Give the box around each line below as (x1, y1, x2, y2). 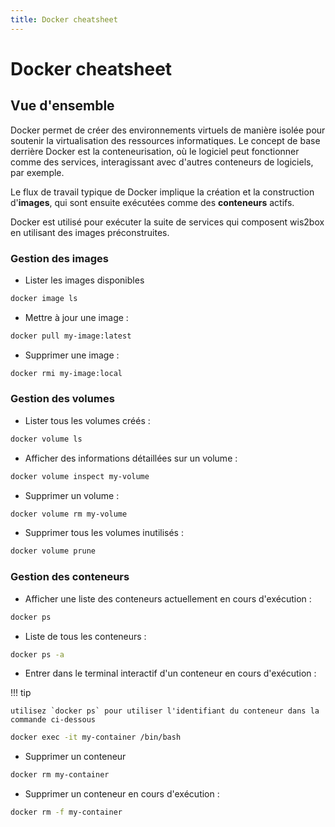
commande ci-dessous (10, 715, 97, 725)
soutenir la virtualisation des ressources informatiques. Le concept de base (10, 134, 321, 146)
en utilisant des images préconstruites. (10, 226, 170, 238)
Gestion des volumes (10, 392, 115, 406)
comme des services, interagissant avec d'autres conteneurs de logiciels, (10, 156, 314, 168)
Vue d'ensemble (10, 97, 115, 115)
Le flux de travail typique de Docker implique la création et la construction (10, 186, 315, 198)
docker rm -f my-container (10, 807, 123, 818)
